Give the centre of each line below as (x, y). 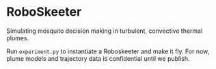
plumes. (18, 38)
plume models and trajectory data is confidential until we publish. (98, 58)
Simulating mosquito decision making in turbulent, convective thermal (105, 31)
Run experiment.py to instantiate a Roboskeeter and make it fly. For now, (108, 51)
